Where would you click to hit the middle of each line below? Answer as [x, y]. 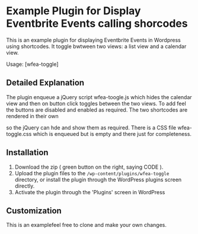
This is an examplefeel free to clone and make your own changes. [87, 225]
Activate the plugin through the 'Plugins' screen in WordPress [90, 192]
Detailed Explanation [45, 83]
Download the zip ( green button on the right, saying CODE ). [89, 167]
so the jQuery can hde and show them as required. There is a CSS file [91, 127]
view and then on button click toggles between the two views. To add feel [96, 103]
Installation [27, 153]
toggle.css [19, 134]
